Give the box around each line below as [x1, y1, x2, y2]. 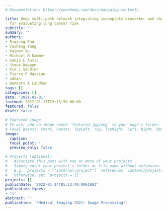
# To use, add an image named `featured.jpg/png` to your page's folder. [5, 122, 162, 127]
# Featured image [5, 118, 41, 123]
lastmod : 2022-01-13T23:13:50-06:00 [5, 99, 81, 104]
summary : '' [5, 30, 30, 35]
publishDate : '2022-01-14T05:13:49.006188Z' [5, 182, 99, 187]
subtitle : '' [5, 25, 32, 30]
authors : [5, 35, 23, 40]
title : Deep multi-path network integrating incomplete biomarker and [5, 16, 155, 21]
